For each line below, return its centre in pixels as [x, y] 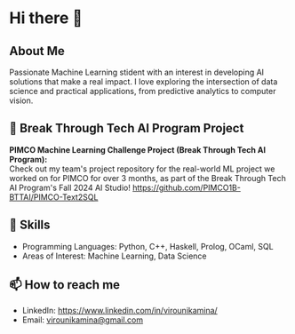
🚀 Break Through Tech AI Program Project [127, 128]
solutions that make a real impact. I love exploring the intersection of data [144, 82]
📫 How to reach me [65, 285]
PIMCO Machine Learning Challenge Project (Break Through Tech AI [138, 149]
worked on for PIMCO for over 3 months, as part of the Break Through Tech [147, 178]
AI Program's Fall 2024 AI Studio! [70, 187]
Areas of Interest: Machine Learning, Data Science [114, 256]
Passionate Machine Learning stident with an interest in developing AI [137, 72]
